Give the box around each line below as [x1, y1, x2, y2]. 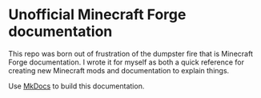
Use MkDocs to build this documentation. [8, 81, 145, 91]
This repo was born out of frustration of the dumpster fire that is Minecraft [8, 49, 254, 58]
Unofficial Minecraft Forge [8, 6, 187, 24]
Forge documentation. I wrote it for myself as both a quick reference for [8, 57, 245, 67]
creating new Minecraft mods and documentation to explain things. [8, 65, 230, 75]
